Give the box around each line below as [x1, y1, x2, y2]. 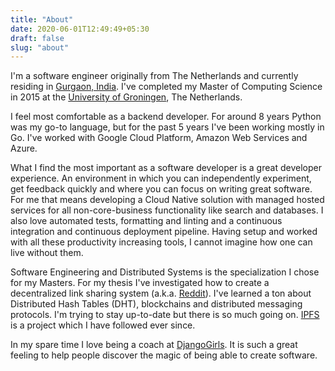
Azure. [10, 142, 38, 155]
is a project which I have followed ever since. [10, 319, 196, 331]
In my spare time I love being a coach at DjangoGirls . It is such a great [10, 339, 298, 351]
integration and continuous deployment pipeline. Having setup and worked [10, 226, 318, 238]
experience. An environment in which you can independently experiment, [10, 172, 312, 185]
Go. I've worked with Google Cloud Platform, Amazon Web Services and [10, 132, 308, 144]
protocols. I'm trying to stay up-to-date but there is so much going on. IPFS [10, 309, 320, 321]
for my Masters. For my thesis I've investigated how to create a [10, 277, 270, 289]
